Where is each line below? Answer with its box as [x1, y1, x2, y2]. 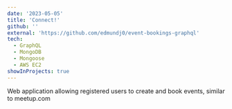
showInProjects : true [7, 68, 70, 75]
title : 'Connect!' [7, 17, 60, 23]
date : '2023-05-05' [7, 10, 64, 17]
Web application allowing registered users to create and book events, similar [7, 87, 225, 95]
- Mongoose [13, 55, 45, 62]
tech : [7, 36, 23, 43]
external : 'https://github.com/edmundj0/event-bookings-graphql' [7, 29, 199, 37]
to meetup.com [7, 94, 51, 102]
